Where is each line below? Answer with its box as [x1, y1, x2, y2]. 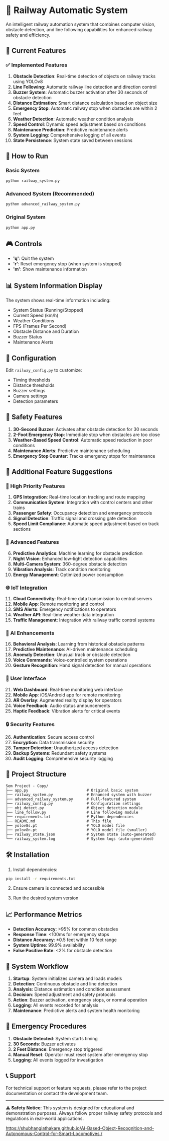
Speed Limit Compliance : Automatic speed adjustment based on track [13, 521, 159, 527]
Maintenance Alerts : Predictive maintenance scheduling [13, 448, 130, 454]
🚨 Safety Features [6, 413, 63, 421]
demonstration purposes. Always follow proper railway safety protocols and [6, 1110, 162, 1116]
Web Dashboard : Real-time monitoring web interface [13, 686, 123, 692]
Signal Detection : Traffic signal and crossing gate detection [13, 516, 137, 522]
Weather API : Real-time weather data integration [13, 612, 114, 618]
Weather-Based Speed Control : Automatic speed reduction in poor [13, 437, 152, 443]
